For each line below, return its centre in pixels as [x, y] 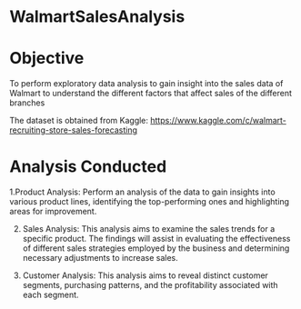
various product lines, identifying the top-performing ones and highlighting [149, 202]
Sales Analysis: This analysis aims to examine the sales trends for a [149, 229]
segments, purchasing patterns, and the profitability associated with [150, 285]
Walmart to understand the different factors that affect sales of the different [151, 94]
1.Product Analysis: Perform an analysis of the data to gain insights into [142, 192]
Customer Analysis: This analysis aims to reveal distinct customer [145, 275]
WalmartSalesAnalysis [97, 17]
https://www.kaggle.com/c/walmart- [218, 121]
